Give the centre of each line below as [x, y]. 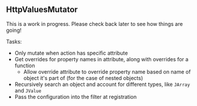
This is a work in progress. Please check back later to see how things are [95, 24]
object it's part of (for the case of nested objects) [83, 78]
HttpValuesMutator [42, 10]
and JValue [28, 90]
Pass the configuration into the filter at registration [76, 97]
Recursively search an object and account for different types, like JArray [102, 84]
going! [14, 30]
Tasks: [14, 41]
